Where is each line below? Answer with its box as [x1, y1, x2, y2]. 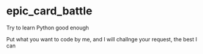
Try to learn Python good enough [6, 24, 89, 31]
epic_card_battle [6, 4, 93, 18]
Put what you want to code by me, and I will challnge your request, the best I [6, 35, 198, 43]
